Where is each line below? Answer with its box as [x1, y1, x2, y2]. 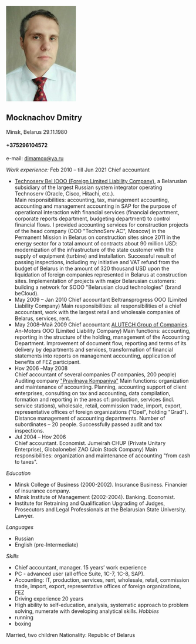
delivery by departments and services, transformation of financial [14, 346, 173, 353]
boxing [14, 620, 32, 628]
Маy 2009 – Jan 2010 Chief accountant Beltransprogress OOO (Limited [14, 296, 188, 304]
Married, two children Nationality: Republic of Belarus [6, 632, 136, 639]
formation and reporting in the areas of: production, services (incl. [14, 396, 175, 403]
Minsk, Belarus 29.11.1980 [6, 128, 67, 135]
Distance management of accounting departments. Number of [14, 414, 165, 422]
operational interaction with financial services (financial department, [14, 209, 180, 216]
